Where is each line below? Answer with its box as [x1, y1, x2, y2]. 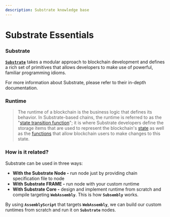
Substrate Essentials [5, 29, 94, 41]
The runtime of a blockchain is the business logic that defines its [17, 109, 152, 115]
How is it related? [5, 149, 49, 156]
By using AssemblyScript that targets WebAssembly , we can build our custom [5, 201, 162, 207]
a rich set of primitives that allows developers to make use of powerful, [5, 64, 153, 70]
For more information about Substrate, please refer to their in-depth [5, 80, 146, 86]
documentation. [5, 85, 38, 91]
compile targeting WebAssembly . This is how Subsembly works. [12, 191, 139, 198]
